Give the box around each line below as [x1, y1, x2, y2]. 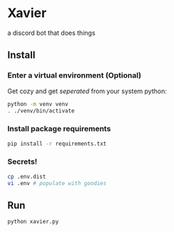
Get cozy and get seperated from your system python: [7, 87, 168, 95]
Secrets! [7, 157, 38, 167]
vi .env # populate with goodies [7, 179, 107, 186]
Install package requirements [7, 124, 111, 134]
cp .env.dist [7, 173, 46, 180]
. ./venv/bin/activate [7, 107, 75, 115]
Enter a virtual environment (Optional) [7, 70, 142, 80]
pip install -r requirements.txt [7, 140, 107, 147]
